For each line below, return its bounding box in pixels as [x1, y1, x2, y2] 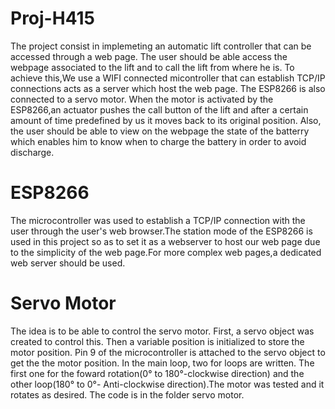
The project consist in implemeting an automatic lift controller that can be [10, 40, 312, 52]
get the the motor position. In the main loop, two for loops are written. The [10, 357, 315, 369]
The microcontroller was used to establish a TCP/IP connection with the [10, 214, 306, 226]
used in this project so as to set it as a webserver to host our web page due [10, 235, 321, 247]
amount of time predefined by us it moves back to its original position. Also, [10, 114, 322, 126]
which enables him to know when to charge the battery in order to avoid [10, 135, 307, 147]
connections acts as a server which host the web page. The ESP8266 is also [10, 82, 326, 94]
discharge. [10, 146, 55, 158]
